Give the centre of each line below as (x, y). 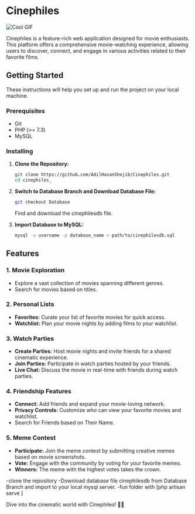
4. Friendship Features (39, 392)
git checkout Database (42, 202)
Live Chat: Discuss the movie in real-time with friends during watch (96, 370)
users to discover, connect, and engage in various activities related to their (96, 50)
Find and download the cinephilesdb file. (64, 213)
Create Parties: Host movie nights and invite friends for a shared (93, 351)
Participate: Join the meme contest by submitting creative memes (95, 450)
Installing (20, 151)
